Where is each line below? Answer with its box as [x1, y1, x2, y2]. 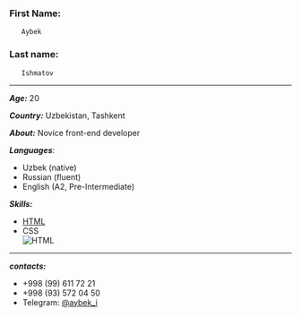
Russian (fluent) [21, 171, 82, 182]
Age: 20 [9, 92, 40, 103]
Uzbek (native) [21, 162, 78, 173]
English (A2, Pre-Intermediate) [21, 181, 135, 192]
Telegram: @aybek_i [21, 296, 99, 307]
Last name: [9, 48, 59, 61]
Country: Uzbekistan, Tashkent [9, 110, 125, 121]
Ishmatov [21, 68, 54, 78]
